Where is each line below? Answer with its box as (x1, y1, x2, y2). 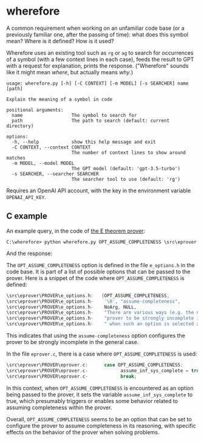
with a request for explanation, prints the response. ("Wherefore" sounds (6, 62, 189, 69)
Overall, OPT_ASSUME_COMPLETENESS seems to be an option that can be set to (6, 415, 192, 423)
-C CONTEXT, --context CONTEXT (12, 144, 91, 150)
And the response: (6, 250, 53, 257)
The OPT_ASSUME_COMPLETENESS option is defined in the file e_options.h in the (6, 261, 195, 268)
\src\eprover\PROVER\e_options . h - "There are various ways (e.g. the (6, 309, 194, 316)
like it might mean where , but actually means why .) (6, 68, 134, 75)
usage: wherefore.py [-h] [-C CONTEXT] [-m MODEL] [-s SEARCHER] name (6, 80, 189, 86)
